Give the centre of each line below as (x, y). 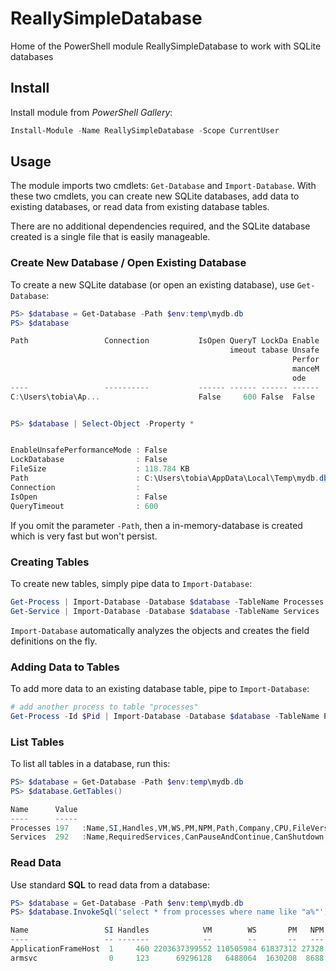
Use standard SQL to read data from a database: (110, 884)
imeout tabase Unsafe (274, 350)
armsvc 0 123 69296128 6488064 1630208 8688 (167, 958)
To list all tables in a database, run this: (90, 763)
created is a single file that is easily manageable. (110, 237)
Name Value (44, 809)
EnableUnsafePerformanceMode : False (89, 450)
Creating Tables (50, 562)
